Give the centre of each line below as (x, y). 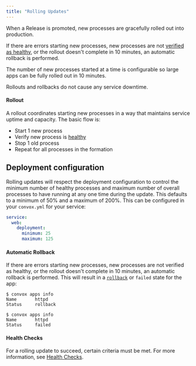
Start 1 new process (38, 130)
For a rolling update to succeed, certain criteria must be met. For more (91, 351)
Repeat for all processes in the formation (63, 149)
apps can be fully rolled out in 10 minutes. (56, 75)
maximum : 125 (37, 239)
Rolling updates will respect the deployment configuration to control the (92, 182)
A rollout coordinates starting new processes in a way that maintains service (98, 113)
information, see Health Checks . (45, 357)
